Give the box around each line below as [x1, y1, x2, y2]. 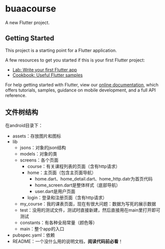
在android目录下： [5, 122, 43, 128]
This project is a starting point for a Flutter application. [5, 47, 117, 53]
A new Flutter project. [5, 19, 50, 25]
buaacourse [5, 3, 56, 14]
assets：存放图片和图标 [12, 133, 61, 139]
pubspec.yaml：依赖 [12, 232, 55, 238]
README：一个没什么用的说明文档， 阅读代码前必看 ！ [12, 238, 123, 244]
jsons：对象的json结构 [19, 144, 66, 150]
